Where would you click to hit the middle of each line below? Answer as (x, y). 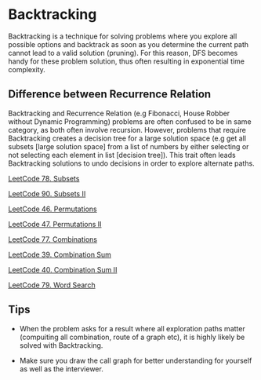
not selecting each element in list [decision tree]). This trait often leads (122, 155)
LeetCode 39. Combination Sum (60, 254)
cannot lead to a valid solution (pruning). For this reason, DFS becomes (123, 53)
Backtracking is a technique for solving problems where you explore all (123, 36)
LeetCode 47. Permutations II (55, 224)
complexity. (27, 69)
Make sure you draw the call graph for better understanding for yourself (136, 360)
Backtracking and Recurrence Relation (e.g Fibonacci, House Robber (119, 113)
